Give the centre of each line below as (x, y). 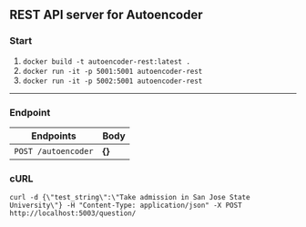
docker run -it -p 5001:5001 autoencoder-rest (112, 71)
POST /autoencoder (54, 151)
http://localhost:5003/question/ (73, 213)
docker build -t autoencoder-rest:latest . (107, 62)
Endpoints (54, 136)
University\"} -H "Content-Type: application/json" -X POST (126, 206)
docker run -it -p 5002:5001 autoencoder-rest (112, 81)
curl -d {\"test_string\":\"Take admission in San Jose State (130, 198)
